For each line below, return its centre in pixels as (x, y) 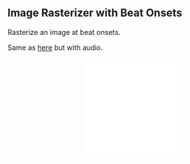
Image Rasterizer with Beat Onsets (95, 13)
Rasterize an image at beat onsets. (64, 32)
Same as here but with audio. (55, 48)
